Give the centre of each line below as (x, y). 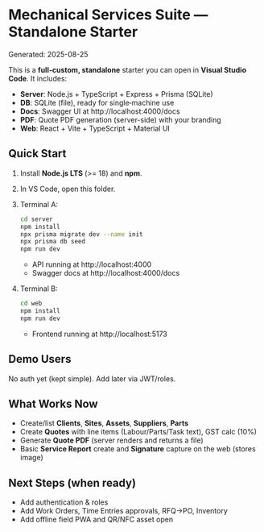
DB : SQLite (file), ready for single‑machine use (97, 102)
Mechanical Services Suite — (108, 15)
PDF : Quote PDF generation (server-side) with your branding (120, 119)
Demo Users (40, 359)
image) (32, 458)
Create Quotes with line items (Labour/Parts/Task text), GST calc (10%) (138, 432)
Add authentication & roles (64, 502)
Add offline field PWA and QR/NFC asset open (97, 520)
